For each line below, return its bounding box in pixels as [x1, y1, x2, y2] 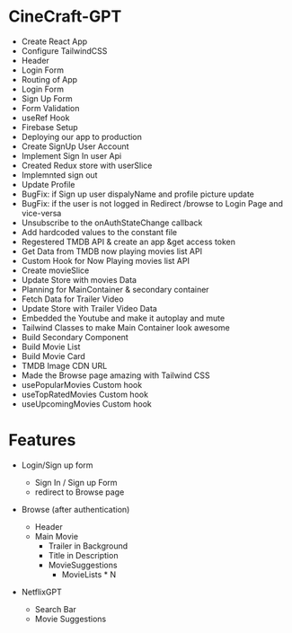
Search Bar [34, 603, 77, 614]
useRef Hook [21, 112, 70, 123]
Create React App [21, 36, 88, 47]
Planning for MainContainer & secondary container [21, 284, 209, 295]
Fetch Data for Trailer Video [21, 294, 124, 304]
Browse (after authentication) [21, 504, 130, 514]
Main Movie [34, 531, 78, 541]
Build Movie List [21, 341, 81, 352]
